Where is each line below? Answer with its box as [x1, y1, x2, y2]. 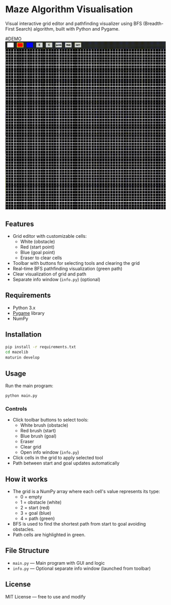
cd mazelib [5, 350, 28, 355]
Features [5, 219, 34, 228]
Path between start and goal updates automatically [12, 460, 120, 466]
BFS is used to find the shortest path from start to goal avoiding [12, 521, 146, 527]
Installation [5, 330, 42, 339]
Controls [5, 405, 27, 412]
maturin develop [5, 355, 40, 360]
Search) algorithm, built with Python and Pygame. [15, 25, 120, 32]
